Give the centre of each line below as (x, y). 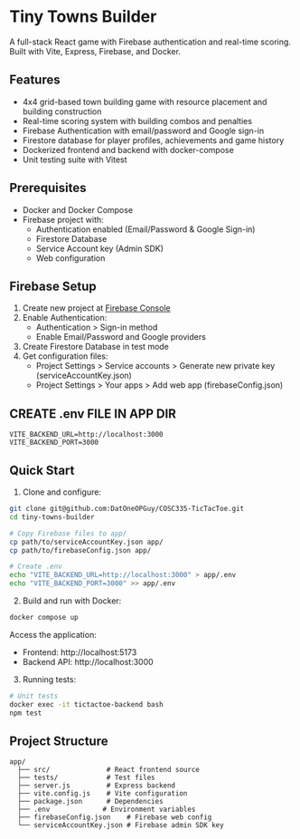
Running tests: (49, 679)
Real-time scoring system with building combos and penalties (137, 121)
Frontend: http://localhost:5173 (80, 652)
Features (35, 80)
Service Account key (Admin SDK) (100, 248)
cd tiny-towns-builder (52, 517)
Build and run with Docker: (72, 601)
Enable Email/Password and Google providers (121, 337)
